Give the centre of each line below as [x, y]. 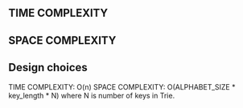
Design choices [48, 68]
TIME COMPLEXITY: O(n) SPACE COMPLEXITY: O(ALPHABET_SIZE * [122, 86]
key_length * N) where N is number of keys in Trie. [92, 95]
